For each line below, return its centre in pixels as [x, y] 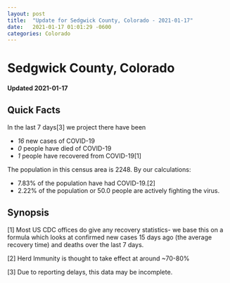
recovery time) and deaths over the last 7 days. [76, 244]
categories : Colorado [39, 33]
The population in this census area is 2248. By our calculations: [99, 169]
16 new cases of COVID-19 [56, 141]
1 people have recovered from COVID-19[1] [79, 156]
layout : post [26, 14]
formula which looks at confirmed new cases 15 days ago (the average [110, 237]
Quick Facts [34, 110]
